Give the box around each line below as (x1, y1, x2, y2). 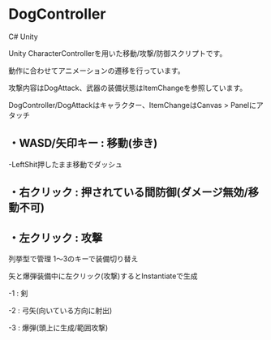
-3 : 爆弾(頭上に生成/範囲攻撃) (8, 322, 109, 333)
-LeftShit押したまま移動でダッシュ (8, 159, 123, 169)
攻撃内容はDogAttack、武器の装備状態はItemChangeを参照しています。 (8, 83, 247, 93)
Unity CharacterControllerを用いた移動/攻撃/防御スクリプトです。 (8, 48, 227, 58)
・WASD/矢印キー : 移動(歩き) (8, 136, 158, 150)
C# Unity (8, 32, 38, 41)
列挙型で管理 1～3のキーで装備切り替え (8, 253, 139, 264)
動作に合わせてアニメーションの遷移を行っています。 (8, 66, 185, 75)
